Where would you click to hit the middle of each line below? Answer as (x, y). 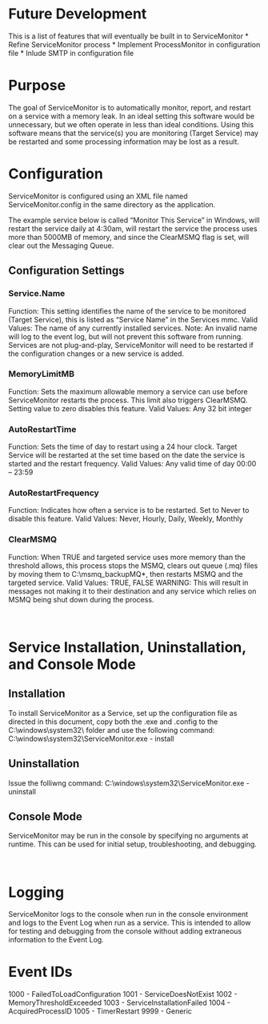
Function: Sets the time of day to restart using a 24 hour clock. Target (123, 447)
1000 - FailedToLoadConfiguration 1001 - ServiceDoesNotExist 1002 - (123, 994)
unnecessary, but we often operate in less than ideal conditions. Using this (131, 124)
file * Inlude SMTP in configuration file (71, 53)
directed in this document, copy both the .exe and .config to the (113, 722)
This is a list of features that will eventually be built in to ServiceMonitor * (129, 36)
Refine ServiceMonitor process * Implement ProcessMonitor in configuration (134, 44)
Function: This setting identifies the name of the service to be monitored (127, 311)
